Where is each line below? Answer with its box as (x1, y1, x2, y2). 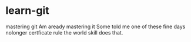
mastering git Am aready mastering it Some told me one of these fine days (5, 23, 186, 30)
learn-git (5, 4, 49, 17)
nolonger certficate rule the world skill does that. (5, 29, 123, 36)
